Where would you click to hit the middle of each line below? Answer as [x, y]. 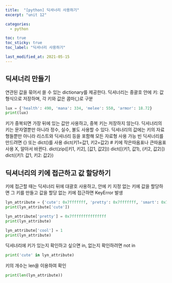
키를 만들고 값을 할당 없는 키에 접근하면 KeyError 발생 [70, 193]
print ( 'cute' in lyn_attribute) [40, 255]
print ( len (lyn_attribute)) [34, 275]
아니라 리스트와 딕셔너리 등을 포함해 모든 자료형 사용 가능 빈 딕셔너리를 [93, 136]
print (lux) [17, 113]
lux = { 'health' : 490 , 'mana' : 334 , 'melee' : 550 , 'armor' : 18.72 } [79, 108]
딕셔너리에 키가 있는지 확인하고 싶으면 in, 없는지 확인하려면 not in [70, 246]
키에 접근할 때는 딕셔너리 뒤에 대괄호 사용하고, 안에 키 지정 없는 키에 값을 [78, 186]
